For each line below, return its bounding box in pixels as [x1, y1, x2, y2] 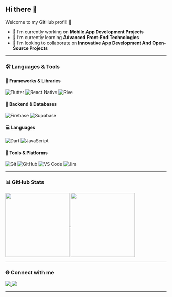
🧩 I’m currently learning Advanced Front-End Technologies [12, 34, 139, 40]
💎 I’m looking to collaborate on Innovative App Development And [12, 40, 152, 46]
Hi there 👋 [5, 5, 37, 14]
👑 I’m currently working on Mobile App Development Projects [12, 29, 144, 35]
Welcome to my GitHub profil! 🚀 [5, 18, 72, 25]
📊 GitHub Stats [5, 179, 45, 186]
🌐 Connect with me [5, 269, 54, 276]
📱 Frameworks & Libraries [5, 78, 61, 84]
